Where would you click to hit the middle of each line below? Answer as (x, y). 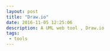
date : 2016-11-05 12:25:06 (39, 22)
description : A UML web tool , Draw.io (55, 28)
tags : (13, 33)
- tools (18, 39)
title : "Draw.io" (27, 17)
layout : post (22, 11)
